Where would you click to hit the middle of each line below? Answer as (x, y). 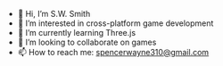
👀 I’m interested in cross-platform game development (116, 23)
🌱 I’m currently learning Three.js (77, 33)
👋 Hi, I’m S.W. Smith (54, 14)
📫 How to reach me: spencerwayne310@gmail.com (113, 52)
